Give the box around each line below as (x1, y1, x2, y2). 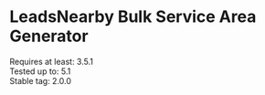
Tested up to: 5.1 (9, 66, 71, 77)
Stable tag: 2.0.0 (9, 75, 71, 86)
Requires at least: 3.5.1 (9, 56, 94, 67)
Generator (9, 26, 89, 47)
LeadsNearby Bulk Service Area (9, 6, 257, 27)
